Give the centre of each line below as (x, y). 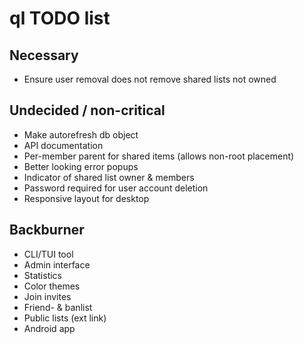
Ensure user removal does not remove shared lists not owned (150, 79)
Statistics (43, 275)
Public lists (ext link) (65, 318)
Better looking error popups (81, 166)
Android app (49, 328)
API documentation (63, 145)
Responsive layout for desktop (86, 198)
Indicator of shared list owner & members (109, 177)
